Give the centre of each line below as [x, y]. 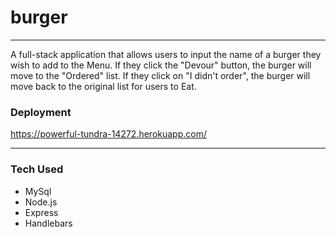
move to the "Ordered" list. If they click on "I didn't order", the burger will [160, 75]
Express [41, 212]
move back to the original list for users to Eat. [103, 86]
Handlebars [48, 223]
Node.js [41, 202]
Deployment [41, 112]
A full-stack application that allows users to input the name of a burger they [166, 54]
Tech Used [37, 169]
